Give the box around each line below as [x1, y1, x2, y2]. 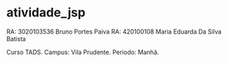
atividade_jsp [6, 5, 86, 21]
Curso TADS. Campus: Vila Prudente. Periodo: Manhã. [6, 48, 159, 56]
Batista [6, 34, 26, 42]
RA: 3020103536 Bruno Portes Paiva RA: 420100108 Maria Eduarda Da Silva [6, 27, 222, 36]
